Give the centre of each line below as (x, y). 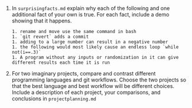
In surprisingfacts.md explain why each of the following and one (91, 8)
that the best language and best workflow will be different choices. (93, 86)
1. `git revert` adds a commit (50, 37)
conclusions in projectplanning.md (54, 99)
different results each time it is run (61, 63)
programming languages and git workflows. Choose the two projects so (99, 80)
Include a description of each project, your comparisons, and (86, 92)
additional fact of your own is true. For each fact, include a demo (90, 14)
